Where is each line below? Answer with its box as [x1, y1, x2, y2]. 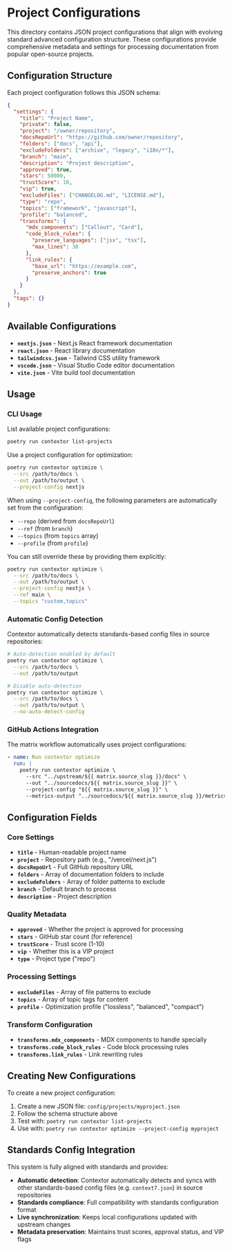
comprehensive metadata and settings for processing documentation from [7, 42, 219, 51]
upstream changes [17, 1220, 71, 1229]
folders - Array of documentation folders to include [17, 870, 164, 879]
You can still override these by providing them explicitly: [7, 552, 166, 560]
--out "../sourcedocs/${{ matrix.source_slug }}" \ [25, 779, 177, 787]
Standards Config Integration [7, 1144, 136, 1156]
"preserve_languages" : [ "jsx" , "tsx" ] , [32, 237, 147, 244]
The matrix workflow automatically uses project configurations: [7, 740, 187, 749]
